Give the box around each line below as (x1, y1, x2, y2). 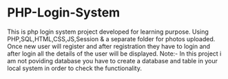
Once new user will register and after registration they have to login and (7, 42, 211, 50)
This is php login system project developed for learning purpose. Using (7, 27, 209, 36)
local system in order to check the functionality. (7, 64, 143, 72)
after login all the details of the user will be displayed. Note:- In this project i (7, 49, 222, 58)
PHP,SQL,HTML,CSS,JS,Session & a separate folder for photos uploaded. (7, 34, 216, 43)
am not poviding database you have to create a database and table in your (7, 56, 218, 65)
